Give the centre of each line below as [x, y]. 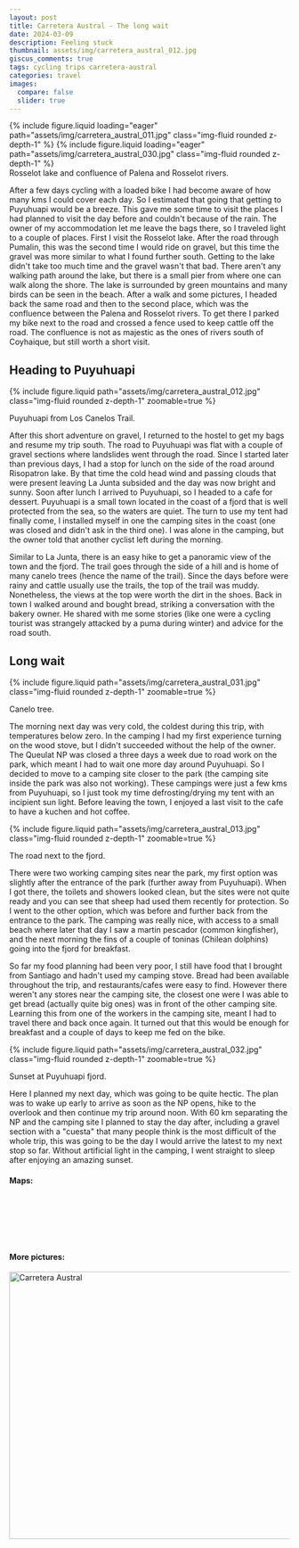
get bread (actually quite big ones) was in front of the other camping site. [143, 1004]
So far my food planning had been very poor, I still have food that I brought [146, 966]
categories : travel [45, 76]
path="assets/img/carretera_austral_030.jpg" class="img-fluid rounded [140, 154]
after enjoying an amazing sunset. [71, 1160]
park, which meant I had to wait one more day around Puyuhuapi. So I [137, 764]
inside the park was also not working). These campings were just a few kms [148, 783]
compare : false [45, 92]
